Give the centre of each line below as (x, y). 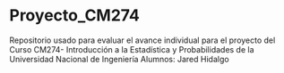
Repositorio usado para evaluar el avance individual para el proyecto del (142, 40)
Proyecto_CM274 (75, 16)
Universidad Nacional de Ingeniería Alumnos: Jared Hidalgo (120, 59)
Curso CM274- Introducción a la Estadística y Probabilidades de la (132, 49)
